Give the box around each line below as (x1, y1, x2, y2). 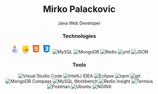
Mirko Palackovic (42, 3, 116, 15)
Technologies (62, 32, 96, 39)
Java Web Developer (57, 20, 101, 26)
